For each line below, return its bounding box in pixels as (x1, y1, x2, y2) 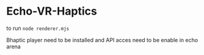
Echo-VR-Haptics (6, 4, 98, 18)
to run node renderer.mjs (6, 24, 70, 32)
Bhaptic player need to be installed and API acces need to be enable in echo (6, 36, 199, 43)
